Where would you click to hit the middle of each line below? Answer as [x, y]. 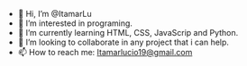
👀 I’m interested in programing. [75, 23]
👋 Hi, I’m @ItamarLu [55, 14]
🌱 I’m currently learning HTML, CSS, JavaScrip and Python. [128, 33]
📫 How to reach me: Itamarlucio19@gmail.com [105, 52]
